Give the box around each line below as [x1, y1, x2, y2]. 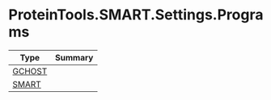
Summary [55, 52, 94, 63]
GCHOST [12, 65, 48, 77]
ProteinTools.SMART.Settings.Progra [8, 6, 264, 24]
